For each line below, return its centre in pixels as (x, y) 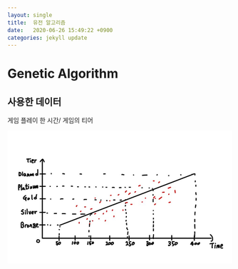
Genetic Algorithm (63, 74)
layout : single (30, 15)
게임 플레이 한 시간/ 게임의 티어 (51, 121)
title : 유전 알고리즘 (37, 22)
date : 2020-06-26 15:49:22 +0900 (60, 30)
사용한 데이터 (35, 102)
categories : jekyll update (47, 38)
